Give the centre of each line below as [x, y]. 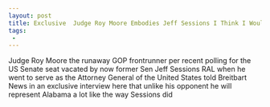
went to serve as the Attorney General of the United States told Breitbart [128, 77]
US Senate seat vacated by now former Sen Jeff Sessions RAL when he [127, 69]
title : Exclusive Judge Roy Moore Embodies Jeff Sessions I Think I [127, 23]
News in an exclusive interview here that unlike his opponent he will [120, 86]
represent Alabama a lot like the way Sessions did [90, 95]
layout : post [30, 16]
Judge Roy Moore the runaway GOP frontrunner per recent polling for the [130, 61]
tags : [17, 30]
